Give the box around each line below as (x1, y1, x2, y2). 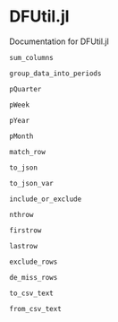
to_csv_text (9, 289, 54, 298)
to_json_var (9, 178, 54, 187)
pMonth (9, 132, 34, 141)
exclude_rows (9, 257, 58, 266)
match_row (9, 147, 46, 156)
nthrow (9, 210, 34, 219)
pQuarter (9, 84, 42, 93)
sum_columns (9, 53, 54, 62)
